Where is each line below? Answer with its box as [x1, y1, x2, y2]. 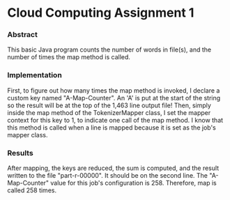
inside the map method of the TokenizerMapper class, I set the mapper [7, 108, 211, 116]
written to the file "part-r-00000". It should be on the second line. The [7, 171, 208, 180]
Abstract [7, 30, 38, 40]
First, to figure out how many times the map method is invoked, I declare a [7, 86, 220, 95]
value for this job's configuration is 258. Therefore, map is [50, 179, 217, 187]
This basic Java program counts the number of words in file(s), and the [7, 45, 211, 54]
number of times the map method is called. [7, 53, 131, 61]
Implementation [7, 70, 63, 80]
